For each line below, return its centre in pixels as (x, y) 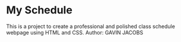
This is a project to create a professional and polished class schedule (90, 26)
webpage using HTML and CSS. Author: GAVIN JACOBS (75, 32)
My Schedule (39, 10)
